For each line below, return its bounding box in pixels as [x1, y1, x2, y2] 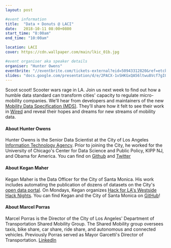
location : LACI [5, 45, 38, 50]
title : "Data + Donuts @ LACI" [5, 21, 74, 26]
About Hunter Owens [5, 125, 51, 131]
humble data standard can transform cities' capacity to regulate [5, 92, 139, 98]
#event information [5, 16, 47, 22]
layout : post [5, 7, 33, 13]
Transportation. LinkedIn [5, 237, 57, 243]
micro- [139, 92, 154, 98]
